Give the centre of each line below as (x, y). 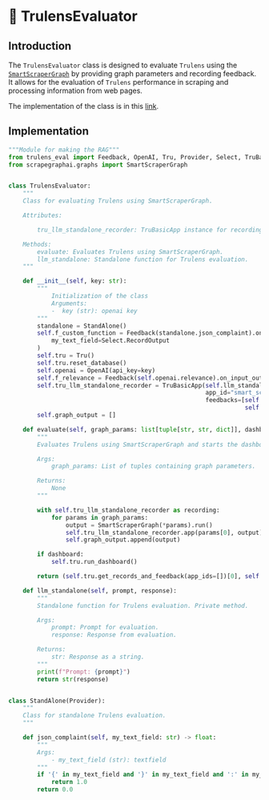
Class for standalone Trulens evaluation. (94, 716)
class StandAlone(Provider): (57, 701)
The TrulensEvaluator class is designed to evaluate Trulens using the (123, 65)
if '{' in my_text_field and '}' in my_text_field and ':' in (143, 775)
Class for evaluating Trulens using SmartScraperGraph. (118, 201)
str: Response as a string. (98, 657)
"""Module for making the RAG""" (64, 150)
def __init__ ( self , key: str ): (75, 281)
